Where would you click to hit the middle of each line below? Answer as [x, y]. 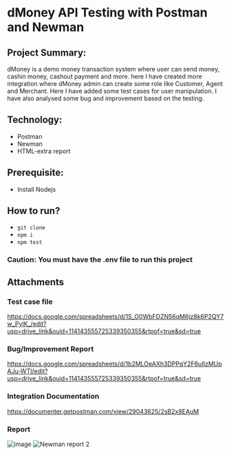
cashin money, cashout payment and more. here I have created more [105, 76]
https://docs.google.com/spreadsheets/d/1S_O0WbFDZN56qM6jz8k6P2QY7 [115, 317]
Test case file [30, 302]
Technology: [35, 120]
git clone [31, 228]
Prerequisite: [35, 173]
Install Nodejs [36, 189]
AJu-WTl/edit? [27, 371]
